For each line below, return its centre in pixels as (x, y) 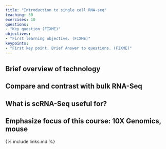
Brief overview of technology (53, 69)
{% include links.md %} (30, 141)
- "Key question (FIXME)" (33, 29)
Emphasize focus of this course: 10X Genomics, (83, 121)
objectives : (18, 34)
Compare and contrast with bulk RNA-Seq (74, 86)
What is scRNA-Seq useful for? (56, 104)
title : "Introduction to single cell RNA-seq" (56, 10)
